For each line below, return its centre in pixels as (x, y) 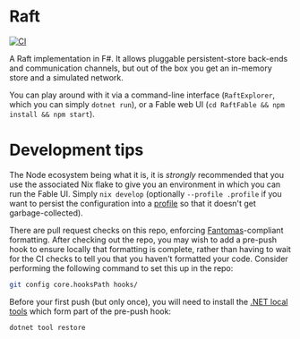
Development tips (77, 150)
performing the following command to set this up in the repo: (121, 268)
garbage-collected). (46, 213)
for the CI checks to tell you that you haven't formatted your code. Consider (149, 258)
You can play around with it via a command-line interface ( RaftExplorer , (142, 95)
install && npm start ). (52, 114)
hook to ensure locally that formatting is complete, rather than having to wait (150, 249)
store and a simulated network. (66, 77)
